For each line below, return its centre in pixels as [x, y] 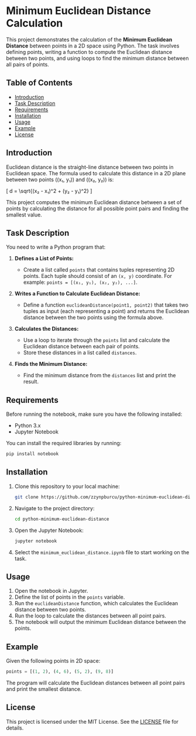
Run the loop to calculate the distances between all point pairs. [90, 616]
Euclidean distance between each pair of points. [82, 347]
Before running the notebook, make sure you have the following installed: [94, 414]
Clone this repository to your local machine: [67, 486]
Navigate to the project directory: [54, 508]
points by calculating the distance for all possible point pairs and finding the [97, 208]
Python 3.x [27, 426]
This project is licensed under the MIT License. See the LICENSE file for [92, 721]
